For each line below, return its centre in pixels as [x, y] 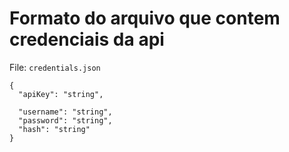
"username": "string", [65, 112]
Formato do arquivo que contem [145, 18]
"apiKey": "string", [61, 94]
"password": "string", [65, 120]
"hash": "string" [54, 129]
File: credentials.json [55, 67]
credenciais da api [87, 39]
